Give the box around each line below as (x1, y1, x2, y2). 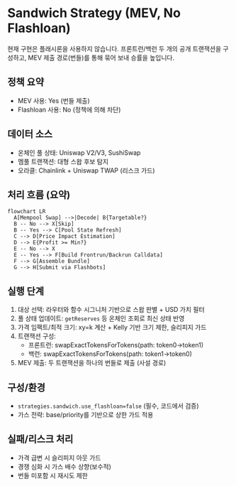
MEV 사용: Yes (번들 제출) (17, 96, 90, 104)
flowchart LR (7, 208, 46, 215)
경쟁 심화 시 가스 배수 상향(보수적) (17, 462, 112, 470)
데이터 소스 (7, 128, 53, 140)
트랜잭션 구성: (17, 332, 57, 340)
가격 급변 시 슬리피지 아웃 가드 (17, 453, 101, 462)
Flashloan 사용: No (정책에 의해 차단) (17, 105, 121, 114)
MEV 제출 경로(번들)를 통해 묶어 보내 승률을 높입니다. (28, 53, 175, 62)
